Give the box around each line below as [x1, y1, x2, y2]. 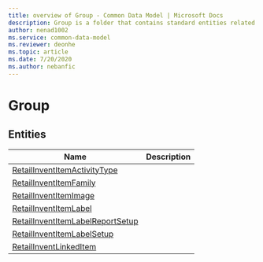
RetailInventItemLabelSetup [12, 228, 114, 239]
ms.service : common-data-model [8, 33, 111, 42]
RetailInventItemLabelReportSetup [12, 216, 139, 227]
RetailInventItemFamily [12, 177, 96, 188]
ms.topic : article [8, 48, 69, 56]
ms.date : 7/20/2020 [8, 56, 72, 64]
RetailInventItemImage [12, 190, 95, 201]
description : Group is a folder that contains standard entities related [8, 19, 256, 27]
